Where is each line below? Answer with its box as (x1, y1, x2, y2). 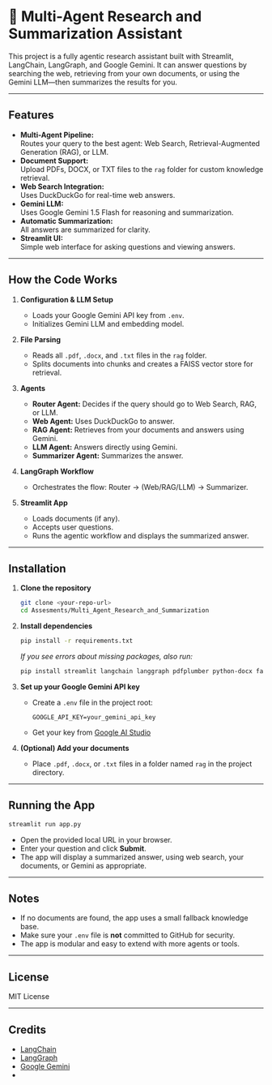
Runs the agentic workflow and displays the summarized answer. (32, 530, 249, 540)
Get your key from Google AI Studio (32, 727, 151, 737)
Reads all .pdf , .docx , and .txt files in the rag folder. (32, 350, 207, 360)
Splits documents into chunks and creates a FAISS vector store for (32, 358, 253, 368)
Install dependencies (19, 621, 93, 631)
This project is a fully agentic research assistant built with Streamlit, (8, 51, 234, 61)
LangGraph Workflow (19, 466, 95, 476)
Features (8, 109, 54, 122)
